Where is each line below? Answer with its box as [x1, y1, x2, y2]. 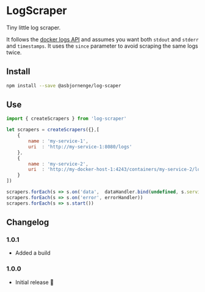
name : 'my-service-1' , [28, 138, 88, 144]
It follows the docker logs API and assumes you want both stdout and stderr [6, 35, 199, 43]
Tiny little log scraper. [6, 24, 61, 31]
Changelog [6, 217, 49, 228]
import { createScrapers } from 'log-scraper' [6, 115, 127, 122]
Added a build [15, 249, 51, 257]
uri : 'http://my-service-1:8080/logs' [28, 144, 132, 150]
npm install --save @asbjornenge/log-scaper [6, 82, 121, 89]
